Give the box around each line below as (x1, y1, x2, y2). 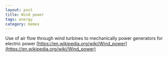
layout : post (5, 7, 33, 13)
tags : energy (5, 17, 33, 22)
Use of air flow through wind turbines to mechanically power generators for (5, 35, 163, 41)
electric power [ (5, 41, 39, 47)
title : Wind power (5, 12, 44, 17)
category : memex (5, 21, 40, 27)
